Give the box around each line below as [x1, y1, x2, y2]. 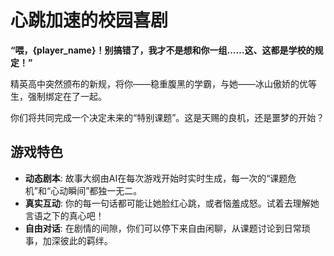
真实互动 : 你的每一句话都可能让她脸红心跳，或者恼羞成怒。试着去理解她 [24, 197, 320, 209]
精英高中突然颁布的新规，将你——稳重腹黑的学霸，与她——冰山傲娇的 [10, 77, 300, 90]
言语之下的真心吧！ [24, 209, 105, 221]
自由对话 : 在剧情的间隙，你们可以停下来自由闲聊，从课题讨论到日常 [24, 222, 302, 234]
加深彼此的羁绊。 [42, 234, 113, 246]
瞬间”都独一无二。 [68, 184, 143, 196]
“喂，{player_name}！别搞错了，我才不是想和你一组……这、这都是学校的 [10, 44, 315, 56]
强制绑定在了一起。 [27, 90, 107, 102]
